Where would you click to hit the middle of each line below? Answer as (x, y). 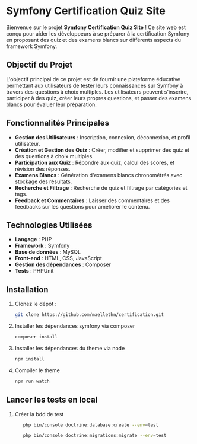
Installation (27, 290)
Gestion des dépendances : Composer (63, 264)
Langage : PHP (33, 239)
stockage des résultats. (43, 181)
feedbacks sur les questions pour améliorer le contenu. (82, 206)
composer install (36, 337)
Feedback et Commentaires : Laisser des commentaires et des (92, 200)
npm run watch (32, 381)
